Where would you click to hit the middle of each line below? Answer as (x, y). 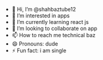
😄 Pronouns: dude (35, 44)
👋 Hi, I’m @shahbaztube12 (44, 9)
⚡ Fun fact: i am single (39, 50)
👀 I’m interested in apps (41, 16)
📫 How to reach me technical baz (54, 35)
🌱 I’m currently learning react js (50, 22)
